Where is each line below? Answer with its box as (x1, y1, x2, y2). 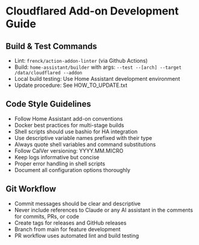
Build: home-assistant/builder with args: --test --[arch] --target (14, 63, 182, 71)
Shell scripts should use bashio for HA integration (14, 128, 138, 135)
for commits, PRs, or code (14, 212, 80, 220)
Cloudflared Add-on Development (5, 4, 179, 18)
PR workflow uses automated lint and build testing (14, 232, 139, 239)
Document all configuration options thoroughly (14, 166, 131, 173)
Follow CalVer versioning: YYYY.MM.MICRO (14, 147, 124, 154)
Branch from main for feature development (14, 225, 121, 233)
